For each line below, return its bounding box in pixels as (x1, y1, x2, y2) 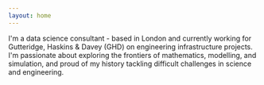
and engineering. (8, 67, 64, 76)
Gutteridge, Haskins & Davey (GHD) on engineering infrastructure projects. (8, 41, 253, 52)
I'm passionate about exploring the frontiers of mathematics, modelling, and (8, 50, 257, 60)
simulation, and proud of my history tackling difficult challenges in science (8, 59, 252, 68)
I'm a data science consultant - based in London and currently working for (8, 33, 252, 43)
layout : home (8, 11, 52, 20)
